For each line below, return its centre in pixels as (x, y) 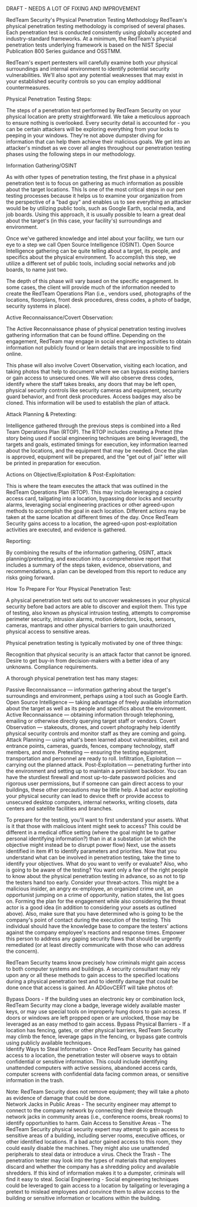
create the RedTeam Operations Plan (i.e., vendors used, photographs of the (98, 293)
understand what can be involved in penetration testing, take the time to (93, 857)
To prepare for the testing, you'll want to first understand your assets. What (97, 820)
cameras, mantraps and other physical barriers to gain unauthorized (89, 625)
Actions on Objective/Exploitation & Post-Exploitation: (71, 474)
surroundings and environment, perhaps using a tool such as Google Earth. (97, 696)
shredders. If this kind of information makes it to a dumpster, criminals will (96, 1173)
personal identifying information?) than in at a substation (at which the (91, 839)
